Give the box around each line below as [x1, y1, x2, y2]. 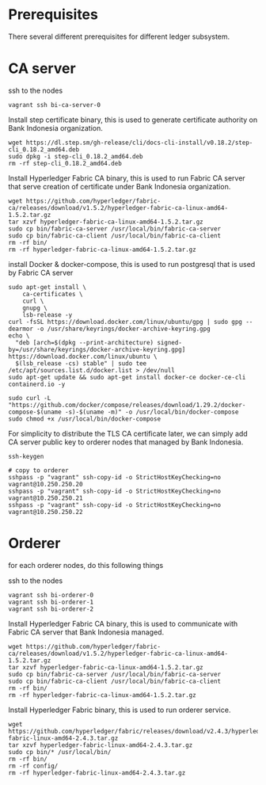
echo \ [8, 331, 30, 340]
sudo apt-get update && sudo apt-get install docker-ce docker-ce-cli [8, 373, 246, 381]
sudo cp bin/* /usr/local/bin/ [8, 748, 112, 756]
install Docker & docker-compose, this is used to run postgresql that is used [8, 259, 256, 269]
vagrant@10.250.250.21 [8, 493, 83, 502]
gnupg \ [22, 303, 47, 312]
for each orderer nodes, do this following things [8, 560, 164, 570]
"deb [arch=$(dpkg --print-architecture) [15, 338, 154, 346]
